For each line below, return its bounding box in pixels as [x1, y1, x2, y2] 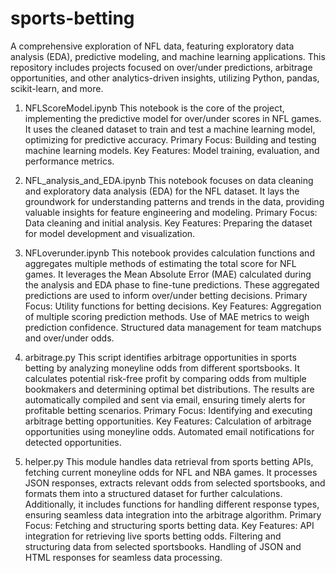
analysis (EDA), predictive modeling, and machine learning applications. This [10, 50, 326, 62]
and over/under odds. [24, 332, 115, 344]
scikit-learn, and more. [10, 82, 104, 94]
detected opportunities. [24, 436, 122, 448]
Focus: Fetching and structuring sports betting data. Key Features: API [24, 519, 315, 531]
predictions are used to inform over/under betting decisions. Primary [24, 289, 308, 301]
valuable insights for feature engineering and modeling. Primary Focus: [24, 206, 318, 218]
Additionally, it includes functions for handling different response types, [24, 498, 320, 510]
